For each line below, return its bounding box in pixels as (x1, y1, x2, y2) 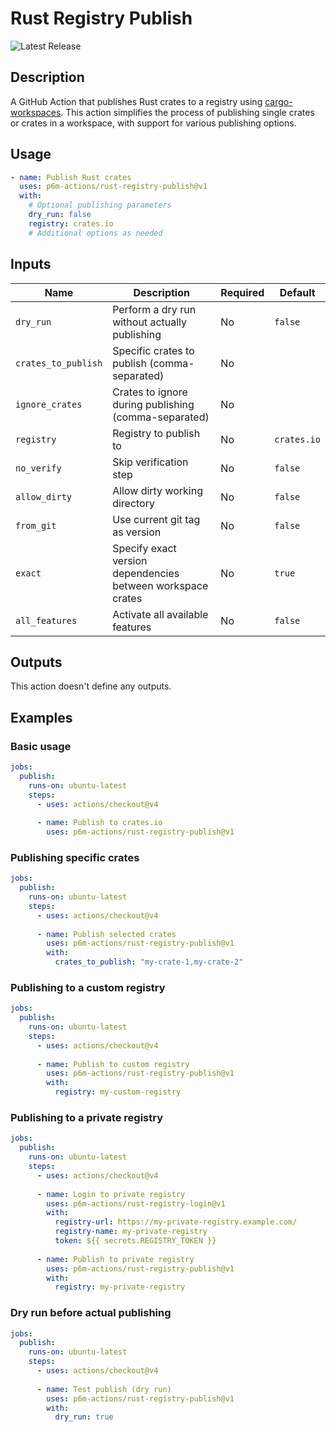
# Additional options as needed (28, 228, 163, 238)
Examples (10, 709, 73, 726)
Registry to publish (112, 426, 201, 440)
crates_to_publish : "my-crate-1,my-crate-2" (54, 957, 244, 967)
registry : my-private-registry (54, 1282, 186, 1292)
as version (112, 525, 162, 539)
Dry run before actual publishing (10, 1306, 172, 1320)
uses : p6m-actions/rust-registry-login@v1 (46, 1198, 226, 1209)
